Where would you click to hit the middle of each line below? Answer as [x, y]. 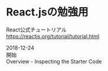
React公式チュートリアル [36, 30]
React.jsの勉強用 [47, 12]
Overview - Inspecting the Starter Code [54, 61]
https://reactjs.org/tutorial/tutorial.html [53, 36]
